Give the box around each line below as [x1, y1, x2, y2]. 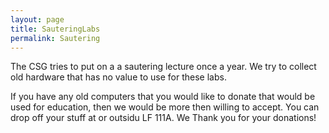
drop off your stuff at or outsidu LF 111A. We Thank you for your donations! [10, 112, 317, 124]
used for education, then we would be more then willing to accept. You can [10, 101, 320, 113]
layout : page [10, 14, 65, 25]
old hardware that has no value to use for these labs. [10, 71, 227, 83]
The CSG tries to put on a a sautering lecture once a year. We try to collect [10, 61, 317, 73]
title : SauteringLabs [10, 24, 101, 34]
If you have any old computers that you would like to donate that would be [10, 91, 316, 103]
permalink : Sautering [10, 33, 101, 43]
